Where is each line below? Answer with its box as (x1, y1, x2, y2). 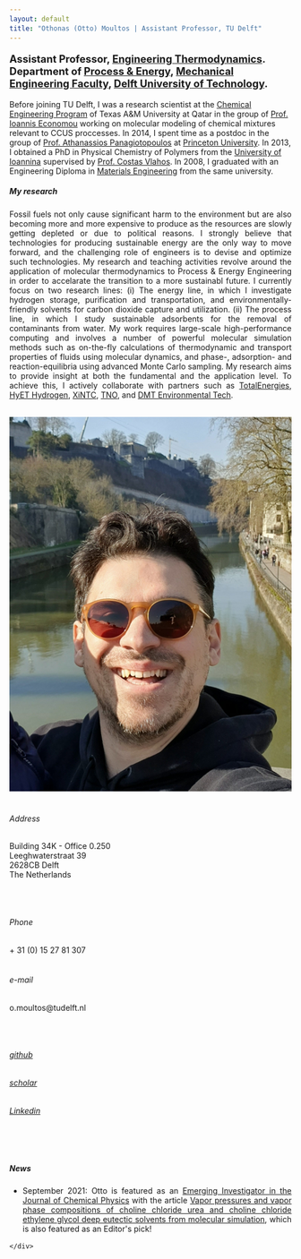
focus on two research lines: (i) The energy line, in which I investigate (9, 285, 292, 295)
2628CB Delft (9, 860, 60, 870)
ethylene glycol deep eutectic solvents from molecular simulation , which (21, 1214, 292, 1225)
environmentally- (228, 294, 292, 304)
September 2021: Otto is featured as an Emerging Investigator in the (21, 1186, 293, 1196)
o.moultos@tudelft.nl (9, 1002, 87, 1013)
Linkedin (9, 1105, 41, 1116)
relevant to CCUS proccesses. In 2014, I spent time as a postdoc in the (9, 127, 270, 138)
